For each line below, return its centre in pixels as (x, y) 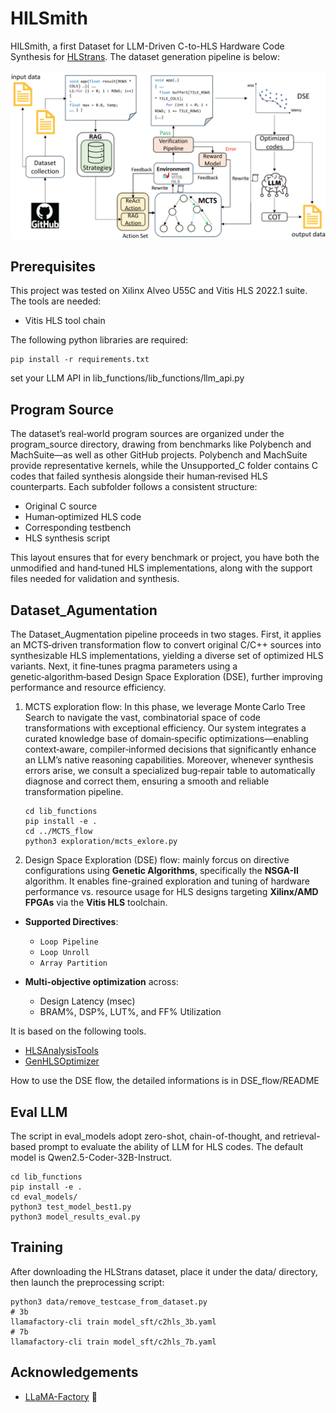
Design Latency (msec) (87, 1001)
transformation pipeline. (74, 792)
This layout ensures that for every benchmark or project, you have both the (165, 558)
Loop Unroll (64, 953)
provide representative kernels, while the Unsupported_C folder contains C (164, 466)
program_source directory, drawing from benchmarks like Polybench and (161, 444)
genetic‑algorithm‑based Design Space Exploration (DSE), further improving (166, 677)
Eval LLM (39, 1112)
